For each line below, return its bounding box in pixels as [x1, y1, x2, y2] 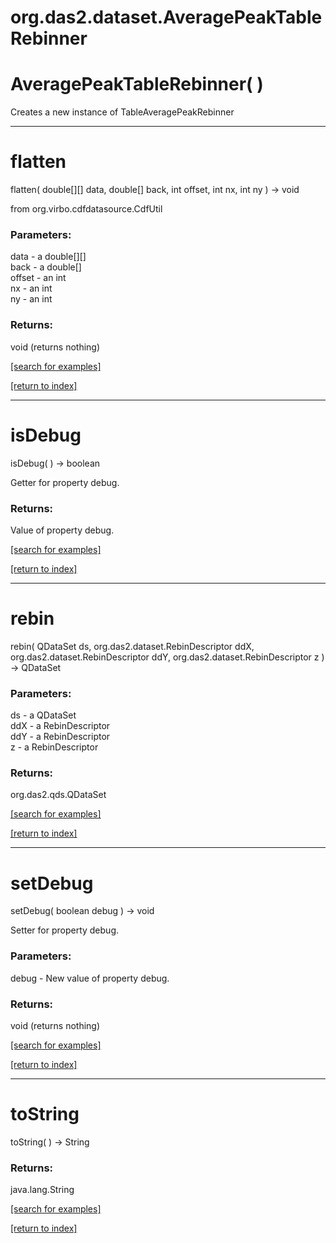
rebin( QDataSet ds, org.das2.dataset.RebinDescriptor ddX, [10, 640, 255, 652]
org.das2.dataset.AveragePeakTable [10, 6, 323, 29]
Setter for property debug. [10, 924, 120, 936]
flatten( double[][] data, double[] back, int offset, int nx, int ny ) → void [10, 184, 300, 196]
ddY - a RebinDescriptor [10, 731, 111, 743]
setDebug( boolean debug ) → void [10, 905, 155, 917]
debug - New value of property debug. [10, 972, 170, 984]
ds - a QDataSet [10, 709, 77, 721]
